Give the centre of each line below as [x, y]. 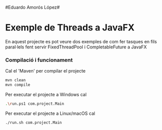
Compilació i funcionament [39, 60]
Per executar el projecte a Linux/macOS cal [50, 113]
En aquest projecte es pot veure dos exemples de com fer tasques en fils [81, 41]
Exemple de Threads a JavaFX [70, 28]
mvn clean [16, 80]
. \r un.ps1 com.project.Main [35, 104]
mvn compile [18, 85]
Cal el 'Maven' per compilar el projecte [45, 71]
